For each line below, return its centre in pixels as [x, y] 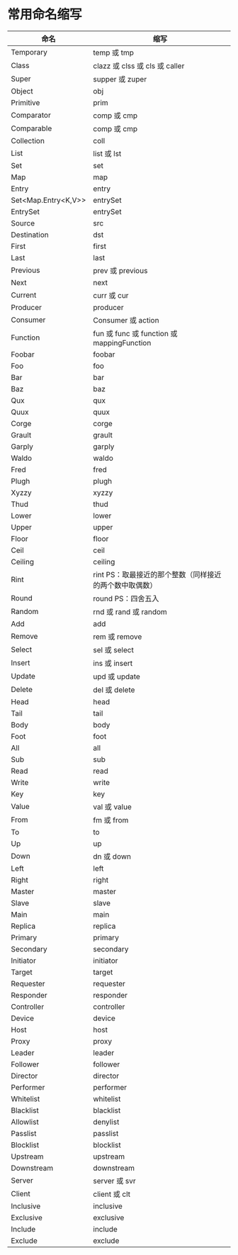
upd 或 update [117, 676]
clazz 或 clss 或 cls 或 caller [139, 66]
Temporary [29, 52]
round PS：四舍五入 [126, 598]
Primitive [25, 102]
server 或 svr [114, 1181]
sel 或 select [114, 649]
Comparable [32, 128]
